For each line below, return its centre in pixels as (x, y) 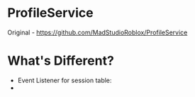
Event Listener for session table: (65, 80)
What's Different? (61, 61)
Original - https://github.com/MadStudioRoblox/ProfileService (97, 32)
